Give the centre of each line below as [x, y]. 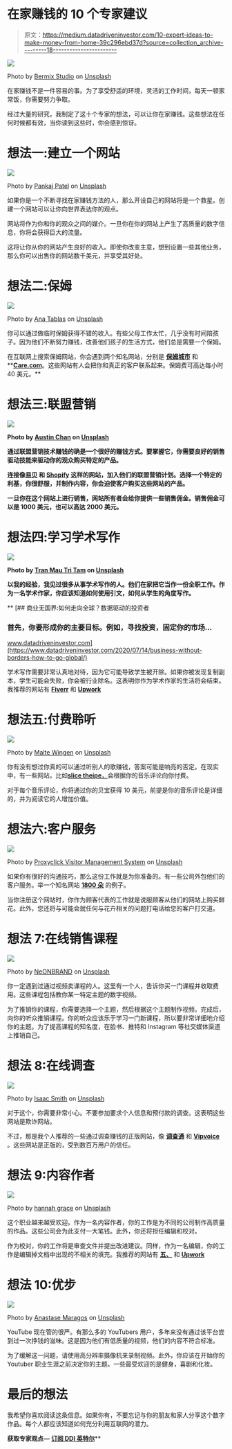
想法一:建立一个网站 [64, 153]
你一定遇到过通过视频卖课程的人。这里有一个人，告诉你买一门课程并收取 [110, 985]
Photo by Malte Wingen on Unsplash [59, 752]
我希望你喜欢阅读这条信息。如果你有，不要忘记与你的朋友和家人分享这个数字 [116, 1415]
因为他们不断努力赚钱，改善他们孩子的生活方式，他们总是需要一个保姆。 [122, 342]
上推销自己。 [25, 1035]
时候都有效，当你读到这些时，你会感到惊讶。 [76, 123]
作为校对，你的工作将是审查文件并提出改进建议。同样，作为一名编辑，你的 [113, 1245]
